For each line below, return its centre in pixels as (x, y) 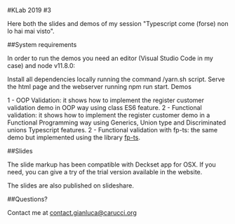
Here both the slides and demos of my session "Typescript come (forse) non (118, 23)
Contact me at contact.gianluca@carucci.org (72, 212)
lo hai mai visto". (31, 31)
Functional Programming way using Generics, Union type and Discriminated (117, 122)
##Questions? (27, 199)
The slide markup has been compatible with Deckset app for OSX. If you (112, 164)
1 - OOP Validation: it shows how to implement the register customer (106, 100)
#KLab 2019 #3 (29, 10)
